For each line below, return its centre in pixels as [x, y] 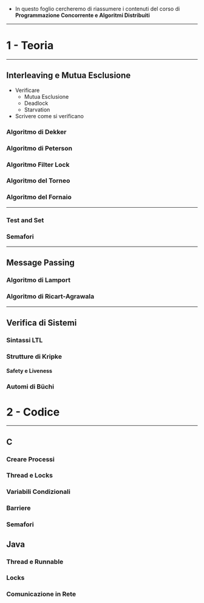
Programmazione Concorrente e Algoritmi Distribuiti [82, 15]
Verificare [27, 90]
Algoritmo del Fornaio [39, 197]
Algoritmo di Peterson [39, 148]
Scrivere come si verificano [49, 116]
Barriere [19, 508]
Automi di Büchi [30, 387]
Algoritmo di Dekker [36, 132]
